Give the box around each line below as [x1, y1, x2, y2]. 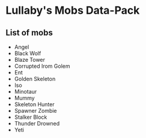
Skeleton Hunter [14, 101, 55, 108]
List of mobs [5, 28, 53, 38]
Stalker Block [14, 113, 47, 121]
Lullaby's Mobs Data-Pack [5, 4, 140, 17]
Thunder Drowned [14, 120, 60, 127]
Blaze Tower [14, 56, 46, 63]
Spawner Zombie [14, 107, 58, 114]
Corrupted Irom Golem [14, 62, 70, 70]
